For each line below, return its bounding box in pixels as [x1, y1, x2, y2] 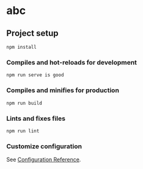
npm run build [6, 100, 43, 106]
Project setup [6, 28, 59, 38]
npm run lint [6, 128, 40, 134]
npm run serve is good [6, 72, 64, 78]
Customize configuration [6, 142, 82, 150]
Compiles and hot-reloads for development [6, 58, 137, 67]
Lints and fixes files [6, 114, 66, 123]
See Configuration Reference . [6, 156, 81, 164]
